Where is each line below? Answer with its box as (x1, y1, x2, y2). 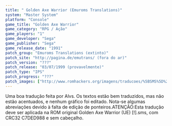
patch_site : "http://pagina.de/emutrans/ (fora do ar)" (5, 55, 127, 60)
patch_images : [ (5, 79, 40, 84)
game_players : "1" (5, 31, 45, 36)
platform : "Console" (5, 17, 50, 22)
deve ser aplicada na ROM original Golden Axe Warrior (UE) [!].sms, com (5, 109, 159, 115)
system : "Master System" (5, 12, 58, 17)
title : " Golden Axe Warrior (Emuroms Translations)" (5, 7, 123, 13)
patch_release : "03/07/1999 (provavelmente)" (5, 65, 104, 70)
